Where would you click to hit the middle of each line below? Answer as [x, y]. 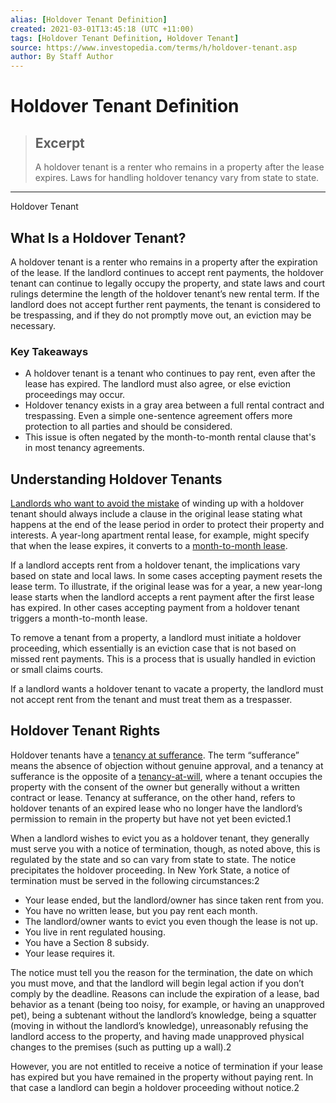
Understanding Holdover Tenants [116, 479]
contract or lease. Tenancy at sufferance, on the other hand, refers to [153, 797]
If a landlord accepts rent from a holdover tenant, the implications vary [155, 565]
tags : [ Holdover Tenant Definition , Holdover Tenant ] [125, 38]
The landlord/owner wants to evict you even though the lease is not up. [171, 921]
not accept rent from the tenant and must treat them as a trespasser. [151, 700]
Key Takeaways [49, 351]
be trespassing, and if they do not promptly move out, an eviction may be [161, 315]
